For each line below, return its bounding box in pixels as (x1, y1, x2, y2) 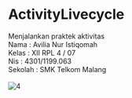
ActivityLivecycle (8, 5, 125, 24)
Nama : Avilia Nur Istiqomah (8, 39, 98, 49)
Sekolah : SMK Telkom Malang (8, 64, 107, 74)
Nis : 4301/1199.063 (8, 56, 72, 66)
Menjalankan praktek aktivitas (8, 31, 104, 41)
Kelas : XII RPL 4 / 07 (8, 48, 76, 57)
